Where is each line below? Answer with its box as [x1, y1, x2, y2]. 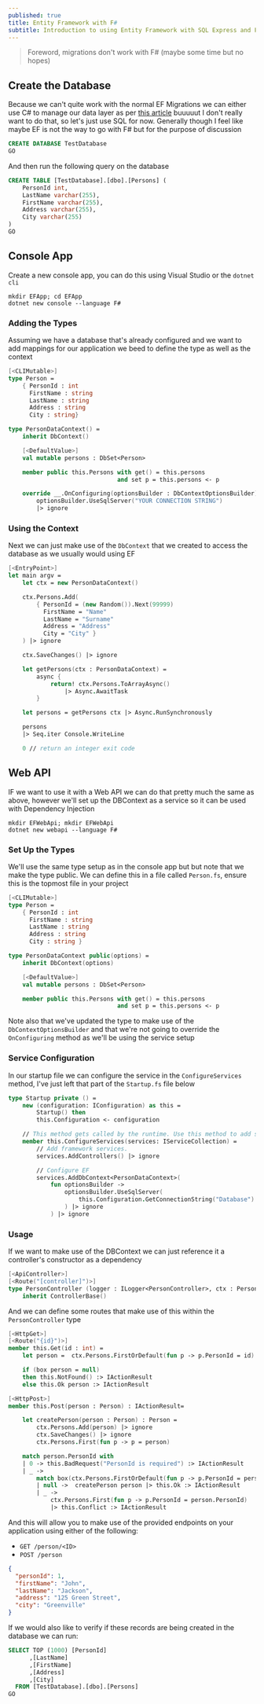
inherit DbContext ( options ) [22, 959, 114, 967]
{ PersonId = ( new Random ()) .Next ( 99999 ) [36, 600, 174, 608]
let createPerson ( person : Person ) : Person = [22, 1416, 178, 1424]
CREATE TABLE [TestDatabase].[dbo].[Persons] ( [8, 176, 167, 185]
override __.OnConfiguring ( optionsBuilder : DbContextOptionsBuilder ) [22, 490, 258, 498]
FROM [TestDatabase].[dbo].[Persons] [15, 1683, 139, 1691]
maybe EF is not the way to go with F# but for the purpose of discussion [8, 125, 242, 134]
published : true [8, 11, 61, 20]
